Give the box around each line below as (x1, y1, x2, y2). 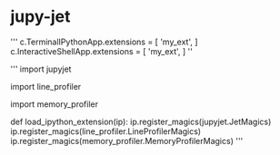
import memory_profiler (10, 98, 99, 110)
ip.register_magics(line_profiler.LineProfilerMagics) (10, 125, 202, 137)
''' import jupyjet (10, 63, 72, 74)
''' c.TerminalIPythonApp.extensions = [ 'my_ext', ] (10, 36, 198, 47)
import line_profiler (10, 81, 82, 92)
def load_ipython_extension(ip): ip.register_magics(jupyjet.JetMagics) (10, 116, 272, 127)
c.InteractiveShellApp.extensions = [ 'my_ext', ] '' (10, 45, 194, 56)
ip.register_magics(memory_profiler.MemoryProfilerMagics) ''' (10, 135, 244, 146)
